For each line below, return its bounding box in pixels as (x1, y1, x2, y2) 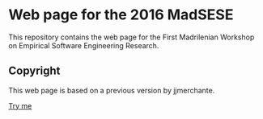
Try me (8, 101, 32, 110)
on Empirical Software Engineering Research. (8, 40, 159, 50)
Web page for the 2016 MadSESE (8, 6, 234, 24)
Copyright (8, 64, 61, 78)
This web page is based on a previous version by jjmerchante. (8, 85, 215, 95)
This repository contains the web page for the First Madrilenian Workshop (8, 32, 255, 42)
